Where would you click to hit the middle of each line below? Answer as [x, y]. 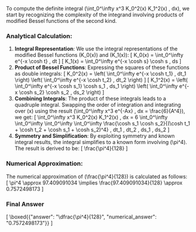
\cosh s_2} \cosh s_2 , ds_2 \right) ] [62, 93]
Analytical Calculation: [39, 36]
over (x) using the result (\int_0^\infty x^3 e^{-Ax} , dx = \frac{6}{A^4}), [100, 111]
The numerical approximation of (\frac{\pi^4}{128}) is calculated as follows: [97, 176]
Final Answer [25, 204]
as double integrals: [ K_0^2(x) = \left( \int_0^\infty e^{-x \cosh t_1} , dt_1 [100, 74]
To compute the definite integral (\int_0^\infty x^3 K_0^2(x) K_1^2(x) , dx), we [98, 8]
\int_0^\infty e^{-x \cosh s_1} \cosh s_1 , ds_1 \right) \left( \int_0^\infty [96, 86]
